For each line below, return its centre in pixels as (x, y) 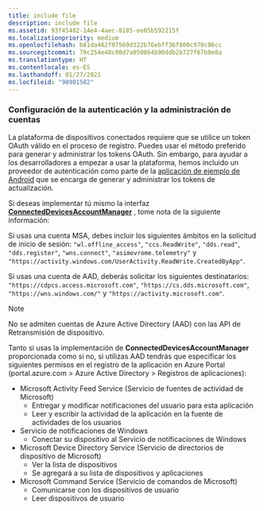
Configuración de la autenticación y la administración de (120, 110)
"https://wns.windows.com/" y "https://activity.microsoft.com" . (116, 293)
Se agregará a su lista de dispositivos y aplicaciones (117, 473)
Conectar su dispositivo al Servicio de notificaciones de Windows (139, 439)
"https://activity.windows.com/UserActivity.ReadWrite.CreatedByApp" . (127, 261)
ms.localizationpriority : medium (64, 38)
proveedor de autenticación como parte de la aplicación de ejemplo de (124, 171)
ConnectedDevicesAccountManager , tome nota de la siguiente (115, 211)
